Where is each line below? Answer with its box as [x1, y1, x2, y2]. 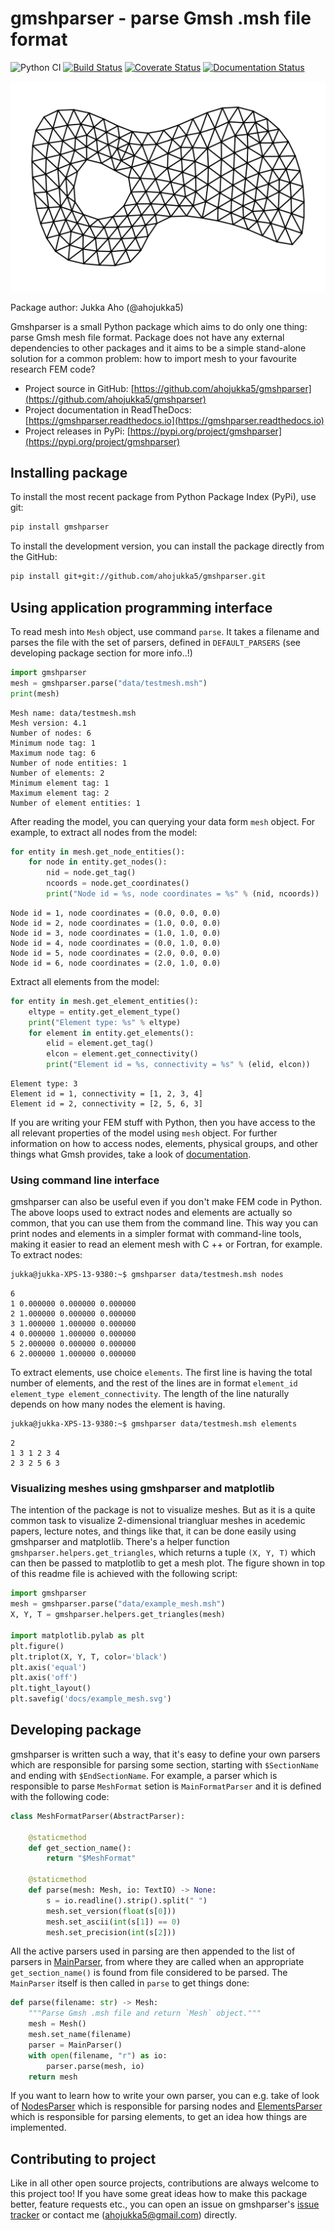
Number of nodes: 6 [10, 728, 92, 738]
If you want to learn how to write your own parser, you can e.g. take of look [10, 2090, 320, 2102]
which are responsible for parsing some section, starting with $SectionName [10, 1758, 319, 1771]
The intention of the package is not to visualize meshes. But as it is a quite [10, 1504, 316, 1516]
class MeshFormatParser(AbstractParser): [10, 1811, 186, 1821]
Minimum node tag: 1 [10, 738, 97, 748]
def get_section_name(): [28, 1843, 132, 1853]
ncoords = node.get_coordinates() [46, 878, 190, 889]
